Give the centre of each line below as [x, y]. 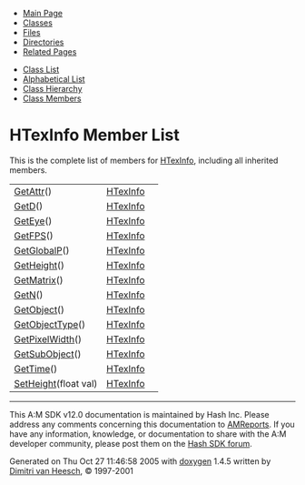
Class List [41, 69]
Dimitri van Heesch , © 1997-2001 [72, 470]
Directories [43, 42]
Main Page [43, 13]
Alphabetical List [54, 79]
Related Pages [49, 52]
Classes [37, 23]
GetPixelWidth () [48, 338]
